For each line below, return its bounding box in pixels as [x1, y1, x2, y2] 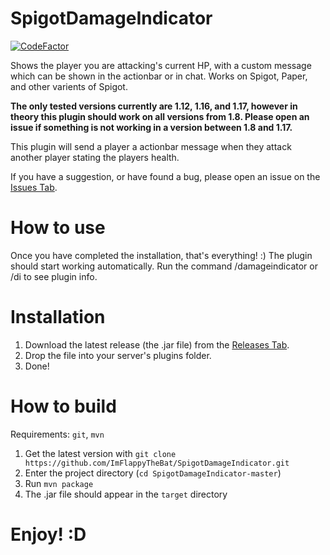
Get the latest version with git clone [24, 447, 177, 459]
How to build [10, 395, 117, 417]
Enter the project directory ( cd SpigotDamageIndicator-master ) [24, 467, 282, 479]
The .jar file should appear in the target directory [24, 488, 228, 500]
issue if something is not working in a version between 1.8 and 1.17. [10, 121, 293, 133]
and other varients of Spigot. [10, 80, 128, 92]
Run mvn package [24, 477, 94, 489]
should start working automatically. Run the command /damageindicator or [10, 260, 318, 272]
